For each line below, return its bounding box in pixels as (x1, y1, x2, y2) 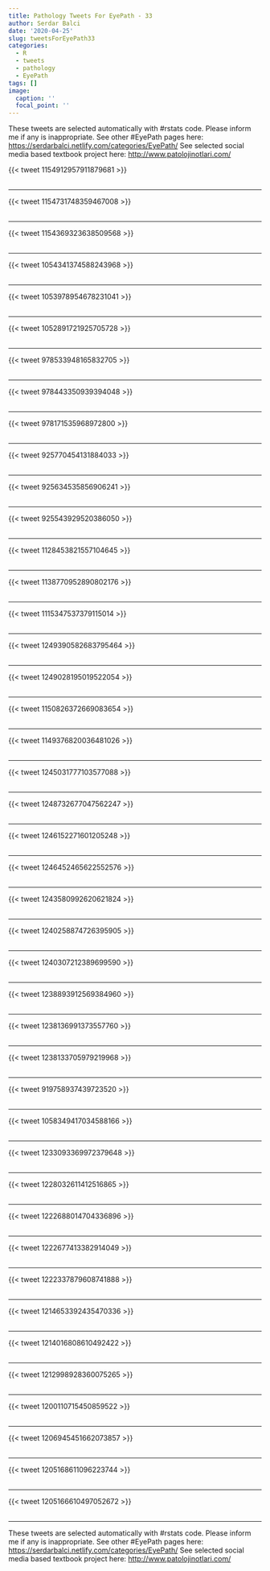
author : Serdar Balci (8, 19, 81, 27)
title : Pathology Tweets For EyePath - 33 (8, 11, 153, 20)
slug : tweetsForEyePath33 (8, 34, 95, 43)
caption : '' (15, 94, 56, 102)
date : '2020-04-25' (8, 27, 74, 35)
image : (8, 86, 31, 95)
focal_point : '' (15, 101, 70, 110)
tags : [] (8, 79, 38, 87)
